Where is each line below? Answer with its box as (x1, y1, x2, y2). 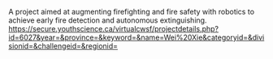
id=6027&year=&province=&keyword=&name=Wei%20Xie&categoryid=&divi (8, 32, 265, 42)
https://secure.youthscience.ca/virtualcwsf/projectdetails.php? (8, 24, 219, 33)
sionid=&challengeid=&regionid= (8, 41, 119, 51)
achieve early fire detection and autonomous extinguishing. (8, 15, 207, 25)
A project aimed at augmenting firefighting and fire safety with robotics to (8, 7, 254, 16)
